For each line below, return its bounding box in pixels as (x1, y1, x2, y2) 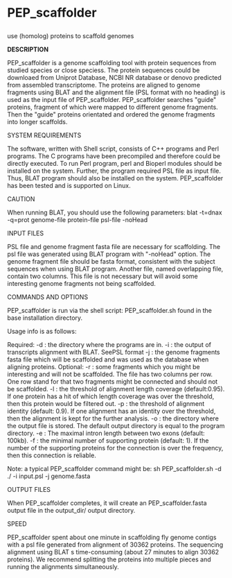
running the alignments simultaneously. (7, 563, 119, 571)
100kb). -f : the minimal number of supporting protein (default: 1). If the (7, 436, 209, 445)
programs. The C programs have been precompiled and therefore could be (7, 152, 220, 160)
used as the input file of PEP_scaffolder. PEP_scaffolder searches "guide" (7, 96, 217, 104)
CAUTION (7, 195, 35, 203)
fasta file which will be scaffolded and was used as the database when (7, 355, 209, 364)
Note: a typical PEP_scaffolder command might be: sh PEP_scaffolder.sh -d (7, 465, 222, 473)
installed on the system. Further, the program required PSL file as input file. (7, 167, 222, 175)
